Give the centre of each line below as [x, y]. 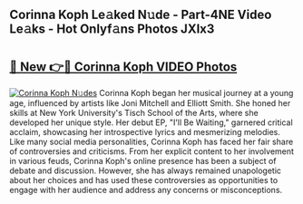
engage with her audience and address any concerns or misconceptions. [146, 190]
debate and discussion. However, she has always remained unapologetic [146, 170]
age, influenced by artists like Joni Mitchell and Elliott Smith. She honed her [150, 103]
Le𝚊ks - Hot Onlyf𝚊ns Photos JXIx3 [112, 29]
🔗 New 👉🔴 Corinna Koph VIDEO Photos [123, 67]
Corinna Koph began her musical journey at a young [196, 93]
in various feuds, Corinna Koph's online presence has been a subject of [143, 161]
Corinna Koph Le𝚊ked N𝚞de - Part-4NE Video [141, 15]
